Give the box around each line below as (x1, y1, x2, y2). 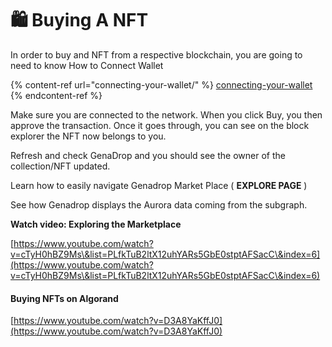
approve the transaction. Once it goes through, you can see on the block (10, 119, 310, 131)
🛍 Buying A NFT (10, 9, 149, 32)
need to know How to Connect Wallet (10, 59, 164, 71)
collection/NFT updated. (10, 160, 111, 172)
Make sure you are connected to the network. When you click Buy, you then (10, 108, 323, 121)
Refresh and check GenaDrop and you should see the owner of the (10, 149, 286, 161)
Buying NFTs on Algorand (10, 292, 119, 304)
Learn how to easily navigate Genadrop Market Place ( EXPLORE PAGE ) (10, 179, 308, 191)
